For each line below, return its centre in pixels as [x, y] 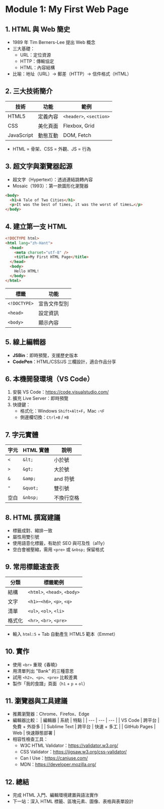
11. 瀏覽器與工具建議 [36, 701]
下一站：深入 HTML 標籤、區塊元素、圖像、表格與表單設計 [73, 801]
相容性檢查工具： [30, 739]
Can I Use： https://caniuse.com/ [54, 758]
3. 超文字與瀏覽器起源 [39, 166]
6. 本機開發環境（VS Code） [50, 379]
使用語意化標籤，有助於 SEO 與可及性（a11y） [60, 543]
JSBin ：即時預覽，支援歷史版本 [45, 355]
